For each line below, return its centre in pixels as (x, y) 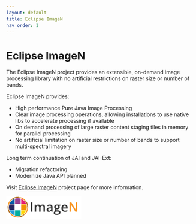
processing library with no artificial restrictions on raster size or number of (98, 78)
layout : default (26, 13)
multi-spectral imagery (43, 146)
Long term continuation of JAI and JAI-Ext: (59, 158)
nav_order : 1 (22, 25)
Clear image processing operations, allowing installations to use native (102, 114)
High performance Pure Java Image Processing (73, 108)
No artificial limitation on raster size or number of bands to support (97, 140)
